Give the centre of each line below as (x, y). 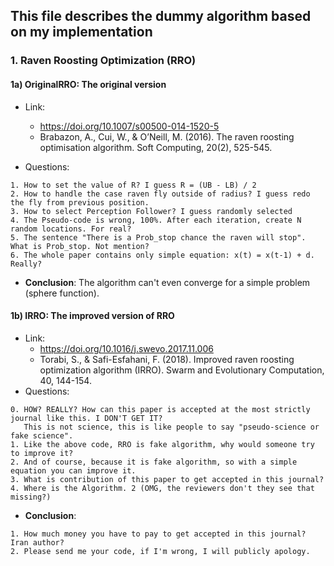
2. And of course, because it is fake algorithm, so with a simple (154, 462)
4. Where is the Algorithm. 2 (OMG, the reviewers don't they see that (162, 488)
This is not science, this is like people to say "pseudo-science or (171, 427)
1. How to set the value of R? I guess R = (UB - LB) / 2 (133, 185)
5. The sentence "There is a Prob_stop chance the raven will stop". (158, 237)
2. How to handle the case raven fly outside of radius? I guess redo (160, 194)
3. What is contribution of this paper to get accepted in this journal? (167, 479)
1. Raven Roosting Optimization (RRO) (103, 61)
